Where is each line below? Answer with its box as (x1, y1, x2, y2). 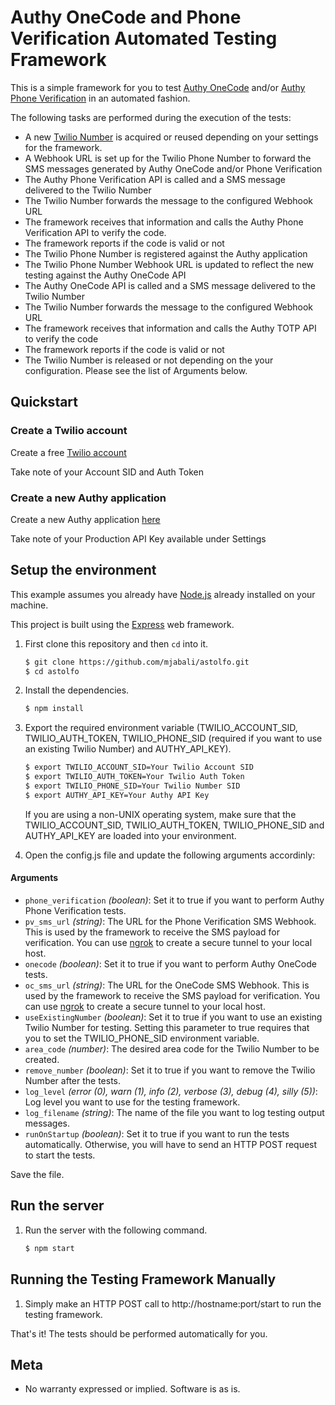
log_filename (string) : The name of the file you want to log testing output (24, 1107, 325, 1119)
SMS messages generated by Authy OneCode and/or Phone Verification (24, 162, 323, 175)
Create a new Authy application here (10, 513, 161, 525)
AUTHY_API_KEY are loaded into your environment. (24, 829, 237, 841)
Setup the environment (10, 562, 157, 579)
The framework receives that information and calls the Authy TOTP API (24, 322, 317, 334)
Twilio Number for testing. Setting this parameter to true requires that (24, 1022, 310, 1034)
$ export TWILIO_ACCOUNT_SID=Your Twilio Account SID (24, 762, 254, 773)
